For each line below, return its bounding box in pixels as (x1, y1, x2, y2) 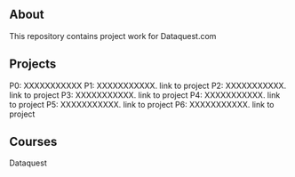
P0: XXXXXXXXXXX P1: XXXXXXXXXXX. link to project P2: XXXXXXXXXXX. (9, 80, 287, 91)
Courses (9, 134, 58, 149)
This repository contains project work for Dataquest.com (9, 30, 217, 41)
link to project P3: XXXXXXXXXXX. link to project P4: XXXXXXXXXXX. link (9, 89, 281, 101)
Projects (9, 57, 57, 72)
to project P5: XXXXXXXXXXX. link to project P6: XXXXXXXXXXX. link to (9, 99, 275, 109)
